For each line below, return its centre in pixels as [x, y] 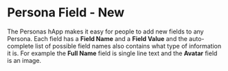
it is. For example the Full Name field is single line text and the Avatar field [112, 53]
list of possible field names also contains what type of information [128, 46]
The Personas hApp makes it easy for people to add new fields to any [105, 31]
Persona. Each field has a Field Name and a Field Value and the [97, 38]
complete [21, 46]
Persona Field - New [66, 13]
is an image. [24, 60]
